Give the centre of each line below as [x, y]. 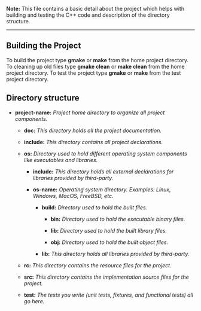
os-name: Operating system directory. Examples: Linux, [102, 189]
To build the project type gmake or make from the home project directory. [97, 60]
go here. [34, 301]
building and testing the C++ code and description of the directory [88, 15]
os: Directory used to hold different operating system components [105, 153]
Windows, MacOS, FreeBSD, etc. [73, 196]
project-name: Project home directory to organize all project [90, 112]
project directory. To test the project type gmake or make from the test [94, 73]
